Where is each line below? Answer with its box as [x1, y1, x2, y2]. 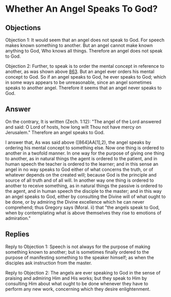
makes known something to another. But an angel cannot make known [5, 42, 153, 48]
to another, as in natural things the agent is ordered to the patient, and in [5, 155, 157, 161]
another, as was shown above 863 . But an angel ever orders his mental [5, 68, 155, 75]
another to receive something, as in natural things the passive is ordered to [5, 182, 163, 189]
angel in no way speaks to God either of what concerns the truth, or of [5, 166, 154, 172]
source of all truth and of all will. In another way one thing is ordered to [5, 177, 154, 183]
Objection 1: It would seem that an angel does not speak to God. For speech [5, 37, 165, 43]
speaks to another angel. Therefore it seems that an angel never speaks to [5, 85, 162, 91]
